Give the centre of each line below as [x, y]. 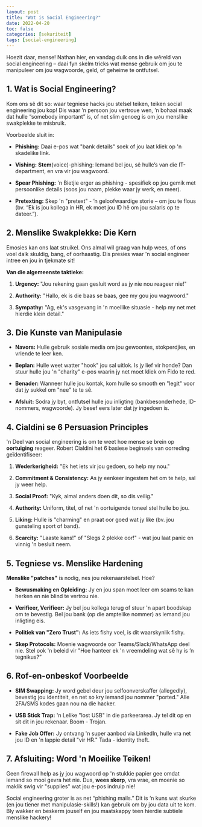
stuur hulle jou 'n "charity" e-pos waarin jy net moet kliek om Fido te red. [105, 372]
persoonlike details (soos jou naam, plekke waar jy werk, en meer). [98, 189]
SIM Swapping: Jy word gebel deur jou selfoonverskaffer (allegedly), [101, 690]
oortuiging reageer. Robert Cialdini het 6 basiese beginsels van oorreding [98, 448]
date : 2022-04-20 [28, 23]
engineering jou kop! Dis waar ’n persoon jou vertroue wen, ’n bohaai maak [99, 110]
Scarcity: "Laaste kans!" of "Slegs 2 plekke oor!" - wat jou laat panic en [104, 538]
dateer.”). [26, 214]
